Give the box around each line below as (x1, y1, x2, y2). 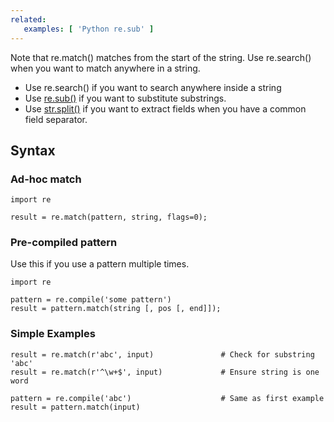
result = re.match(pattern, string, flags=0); (10, 212, 208, 223)
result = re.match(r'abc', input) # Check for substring (10, 349, 315, 360)
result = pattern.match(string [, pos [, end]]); (10, 304, 222, 314)
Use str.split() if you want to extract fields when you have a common (24, 102, 307, 115)
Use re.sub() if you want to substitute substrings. (24, 92, 227, 104)
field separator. (24, 113, 88, 125)
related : (10, 14, 47, 25)
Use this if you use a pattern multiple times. (10, 258, 190, 270)
